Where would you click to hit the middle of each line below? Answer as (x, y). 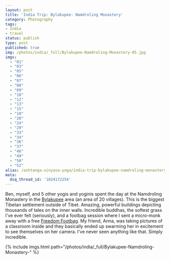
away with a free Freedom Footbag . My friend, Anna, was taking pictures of (84, 221)
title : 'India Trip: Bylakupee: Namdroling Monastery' (64, 15)
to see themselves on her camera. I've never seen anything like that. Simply (84, 232)
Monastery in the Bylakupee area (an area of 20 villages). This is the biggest (85, 199)
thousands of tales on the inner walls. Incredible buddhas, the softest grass (84, 210)
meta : (11, 175)
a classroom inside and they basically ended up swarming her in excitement (84, 227)
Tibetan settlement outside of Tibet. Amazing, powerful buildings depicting (83, 205)
